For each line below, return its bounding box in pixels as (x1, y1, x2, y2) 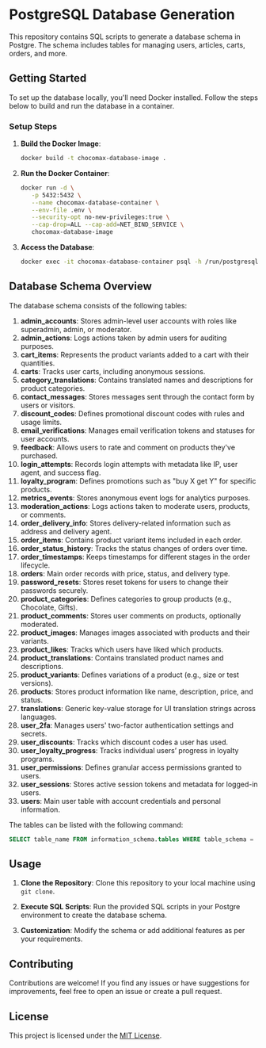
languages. (20, 712, 58, 721)
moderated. (20, 619, 59, 629)
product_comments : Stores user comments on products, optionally (20, 610, 241, 620)
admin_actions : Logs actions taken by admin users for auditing (20, 333, 227, 342)
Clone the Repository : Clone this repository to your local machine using (20, 878, 256, 888)
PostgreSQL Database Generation (9, 6, 236, 24)
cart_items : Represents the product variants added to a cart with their (20, 350, 249, 359)
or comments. (20, 510, 66, 519)
